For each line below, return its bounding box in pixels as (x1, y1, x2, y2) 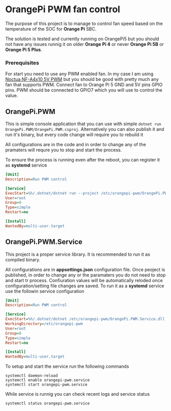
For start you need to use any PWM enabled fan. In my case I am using (5, 71, 154, 77)
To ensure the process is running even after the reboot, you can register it (5, 157, 160, 163)
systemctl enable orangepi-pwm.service (5, 378, 90, 383)
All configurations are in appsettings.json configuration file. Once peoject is (5, 266, 165, 272)
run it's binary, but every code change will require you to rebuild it (5, 131, 144, 138)
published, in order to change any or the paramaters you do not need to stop (5, 271, 166, 278)
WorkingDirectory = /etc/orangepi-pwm (5, 321, 83, 326)
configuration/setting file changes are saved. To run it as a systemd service (5, 283, 164, 289)
